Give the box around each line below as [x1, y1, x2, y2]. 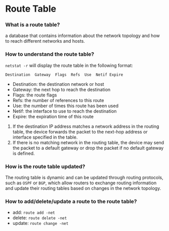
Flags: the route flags [12, 92, 57, 98]
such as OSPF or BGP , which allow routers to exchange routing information [5, 180, 157, 186]
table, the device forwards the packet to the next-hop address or [12, 128, 148, 135]
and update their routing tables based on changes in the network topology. [5, 185, 161, 191]
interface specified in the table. [12, 134, 78, 140]
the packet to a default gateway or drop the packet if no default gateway [12, 145, 164, 151]
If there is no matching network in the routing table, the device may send [12, 139, 164, 145]
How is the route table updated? [5, 163, 86, 170]
